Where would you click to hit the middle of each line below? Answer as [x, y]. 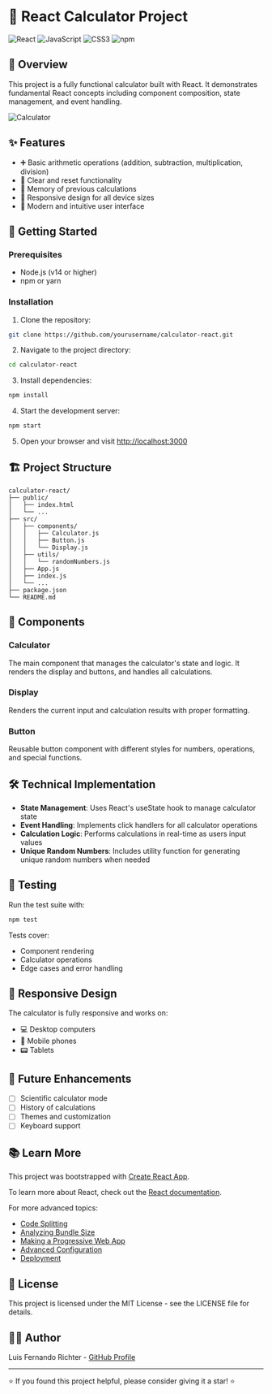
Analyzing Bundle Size [57, 1232]
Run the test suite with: [47, 904]
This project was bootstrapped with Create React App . [99, 1176]
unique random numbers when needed [85, 859]
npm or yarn [40, 281]
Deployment [40, 1258]
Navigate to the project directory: [75, 350]
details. [21, 1312]
